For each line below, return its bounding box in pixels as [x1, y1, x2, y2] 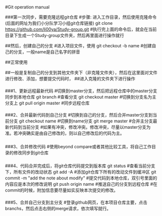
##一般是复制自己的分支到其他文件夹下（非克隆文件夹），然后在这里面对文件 [5, 70, 158, 75]
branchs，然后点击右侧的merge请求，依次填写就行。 [5, 205, 111, 211]
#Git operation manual [5, 4, 50, 10]
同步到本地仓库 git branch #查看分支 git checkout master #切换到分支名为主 [5, 94, 157, 99]
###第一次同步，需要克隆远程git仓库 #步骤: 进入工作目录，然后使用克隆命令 [5, 14, 157, 20]
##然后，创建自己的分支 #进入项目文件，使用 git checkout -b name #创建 [5, 43, 152, 48]
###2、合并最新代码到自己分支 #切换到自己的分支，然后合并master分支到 [5, 112, 153, 118]
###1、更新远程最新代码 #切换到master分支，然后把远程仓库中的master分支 [5, 88, 157, 94]
